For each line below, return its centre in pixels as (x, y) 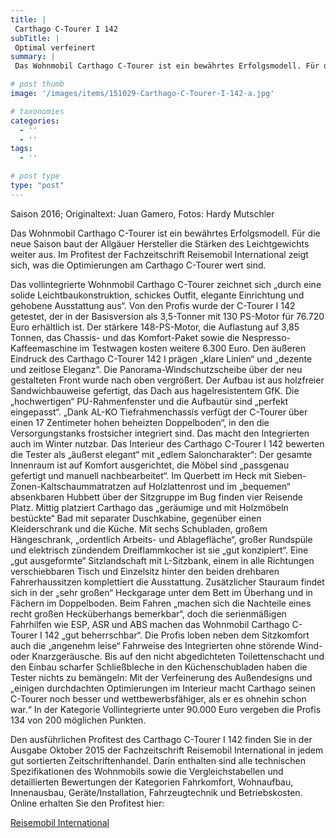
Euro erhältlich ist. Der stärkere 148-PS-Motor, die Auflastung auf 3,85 (155, 327)
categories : (35, 121)
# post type (35, 176)
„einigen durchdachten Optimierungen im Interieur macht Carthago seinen (163, 688)
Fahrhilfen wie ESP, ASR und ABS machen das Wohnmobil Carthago (150, 624)
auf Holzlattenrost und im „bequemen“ (212, 486)
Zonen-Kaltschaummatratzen (71, 486)
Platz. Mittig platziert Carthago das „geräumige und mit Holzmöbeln (149, 507)
